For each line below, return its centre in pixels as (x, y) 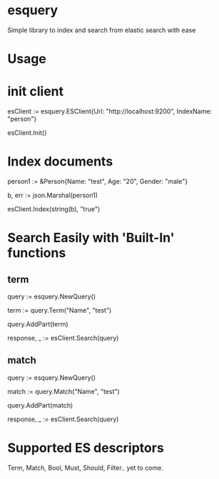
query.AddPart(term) (38, 324)
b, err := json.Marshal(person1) (53, 195)
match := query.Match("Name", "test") (63, 391)
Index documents (60, 162)
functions (37, 253)
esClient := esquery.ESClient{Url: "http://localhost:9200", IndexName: (110, 111)
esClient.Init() (27, 133)
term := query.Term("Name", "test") (60, 310)
